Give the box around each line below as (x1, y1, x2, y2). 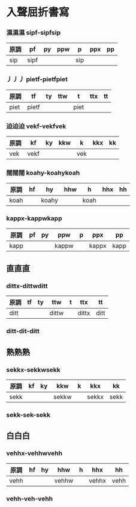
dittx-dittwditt (6, 281, 48, 290)
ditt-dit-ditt (6, 327, 40, 336)
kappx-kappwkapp (6, 214, 62, 223)
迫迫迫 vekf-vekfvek (6, 121, 67, 130)
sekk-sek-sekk (6, 410, 51, 419)
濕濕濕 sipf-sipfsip (6, 28, 61, 37)
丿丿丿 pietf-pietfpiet (6, 75, 68, 84)
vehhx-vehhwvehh (6, 449, 63, 458)
